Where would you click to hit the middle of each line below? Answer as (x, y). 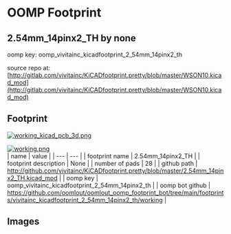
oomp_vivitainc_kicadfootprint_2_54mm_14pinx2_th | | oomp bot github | (109, 185)
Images (23, 222)
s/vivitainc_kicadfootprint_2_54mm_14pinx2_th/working (85, 200)
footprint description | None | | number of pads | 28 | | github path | (102, 163)
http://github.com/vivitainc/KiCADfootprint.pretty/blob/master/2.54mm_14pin (115, 171)
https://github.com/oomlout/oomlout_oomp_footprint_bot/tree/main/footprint (115, 192)
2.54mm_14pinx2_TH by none (71, 38)
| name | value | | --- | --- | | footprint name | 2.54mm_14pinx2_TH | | (104, 156)
